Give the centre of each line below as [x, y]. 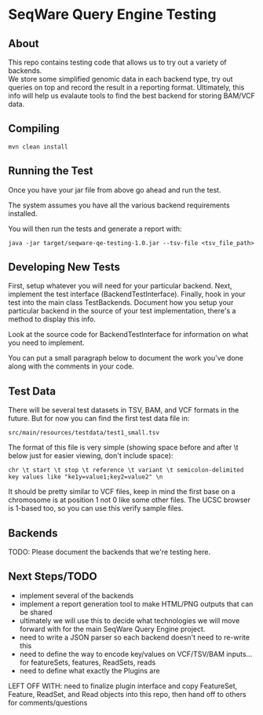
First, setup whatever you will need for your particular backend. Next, [121, 286]
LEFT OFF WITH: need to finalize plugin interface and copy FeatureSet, [123, 686]
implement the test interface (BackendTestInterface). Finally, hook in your [127, 294]
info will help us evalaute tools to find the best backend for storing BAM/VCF [131, 95]
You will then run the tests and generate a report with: [95, 229]
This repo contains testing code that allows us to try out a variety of [118, 62]
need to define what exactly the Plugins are [89, 670]
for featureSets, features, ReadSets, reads [88, 662]
